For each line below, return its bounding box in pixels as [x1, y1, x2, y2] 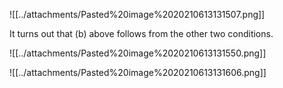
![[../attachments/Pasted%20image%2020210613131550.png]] [9, 47, 267, 59]
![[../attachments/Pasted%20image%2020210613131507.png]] [9, 9, 266, 20]
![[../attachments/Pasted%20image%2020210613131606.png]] [9, 67, 267, 78]
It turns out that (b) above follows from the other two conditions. [9, 28, 274, 39]
